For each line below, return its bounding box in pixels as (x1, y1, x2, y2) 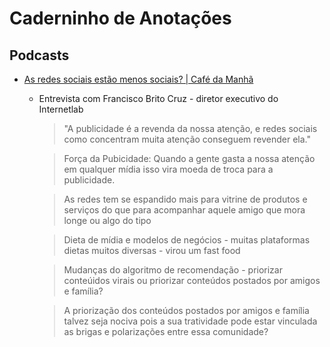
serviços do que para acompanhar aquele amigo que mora (63, 204, 306, 216)
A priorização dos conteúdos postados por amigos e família (63, 305, 310, 316)
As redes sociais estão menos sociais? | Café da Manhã (23, 73, 254, 85)
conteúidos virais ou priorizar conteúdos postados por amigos (63, 275, 321, 286)
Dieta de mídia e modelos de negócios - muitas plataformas (63, 234, 311, 246)
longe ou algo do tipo (63, 215, 152, 226)
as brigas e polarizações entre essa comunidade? (63, 326, 269, 337)
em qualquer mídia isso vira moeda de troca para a (63, 163, 274, 175)
